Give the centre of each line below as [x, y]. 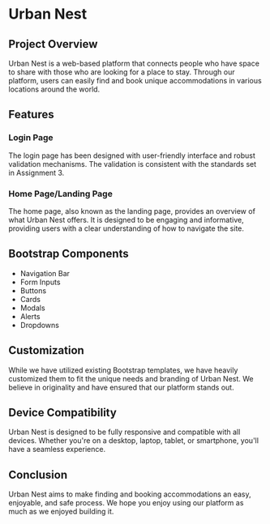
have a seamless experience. [57, 449]
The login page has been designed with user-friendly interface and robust [132, 155]
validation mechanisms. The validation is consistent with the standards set [133, 164]
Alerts [30, 316]
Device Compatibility [63, 413]
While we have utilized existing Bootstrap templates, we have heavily [123, 370]
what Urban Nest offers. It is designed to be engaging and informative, [126, 219]
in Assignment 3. [36, 173]
